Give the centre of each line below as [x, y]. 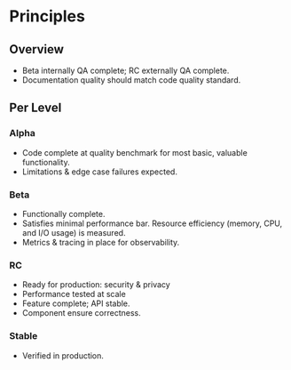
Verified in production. [63, 355]
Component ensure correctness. [82, 313]
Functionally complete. [63, 213]
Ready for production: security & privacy [96, 285]
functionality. [46, 162]
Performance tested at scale [74, 294]
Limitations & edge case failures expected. [99, 172]
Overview [37, 49]
